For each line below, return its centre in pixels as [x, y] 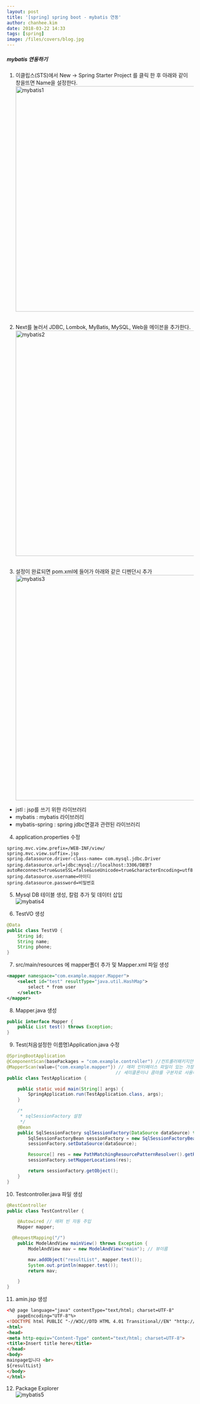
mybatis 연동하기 [27, 59]
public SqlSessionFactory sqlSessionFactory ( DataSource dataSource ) [104, 1133]
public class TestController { [45, 1211]
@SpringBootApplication [36, 1056]
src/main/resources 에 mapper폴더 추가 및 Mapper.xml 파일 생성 [92, 965]
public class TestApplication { [47, 1078]
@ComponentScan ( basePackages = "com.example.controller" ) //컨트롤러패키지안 [100, 1062]
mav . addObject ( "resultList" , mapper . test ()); [85, 1259]
